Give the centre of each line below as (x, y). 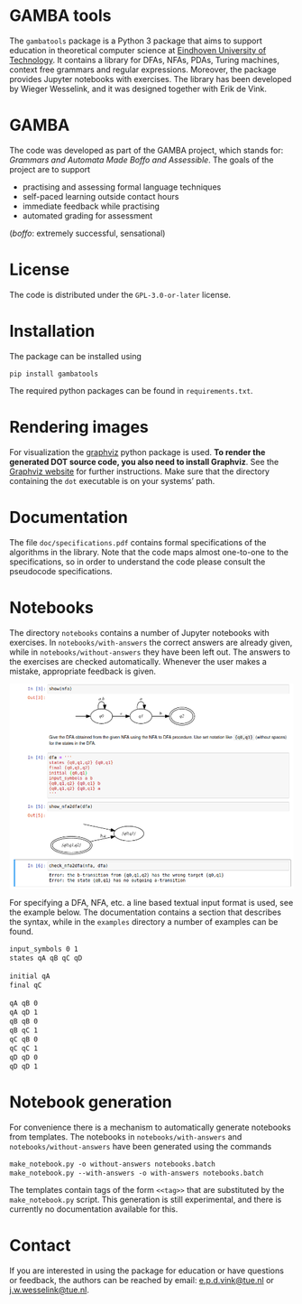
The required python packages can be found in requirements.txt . (131, 390)
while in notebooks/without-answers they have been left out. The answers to (150, 652)
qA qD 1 (24, 1012)
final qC (26, 985)
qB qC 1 (24, 1030)
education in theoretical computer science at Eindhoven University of (138, 50)
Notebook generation (91, 1102)
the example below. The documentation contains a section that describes (146, 912)
